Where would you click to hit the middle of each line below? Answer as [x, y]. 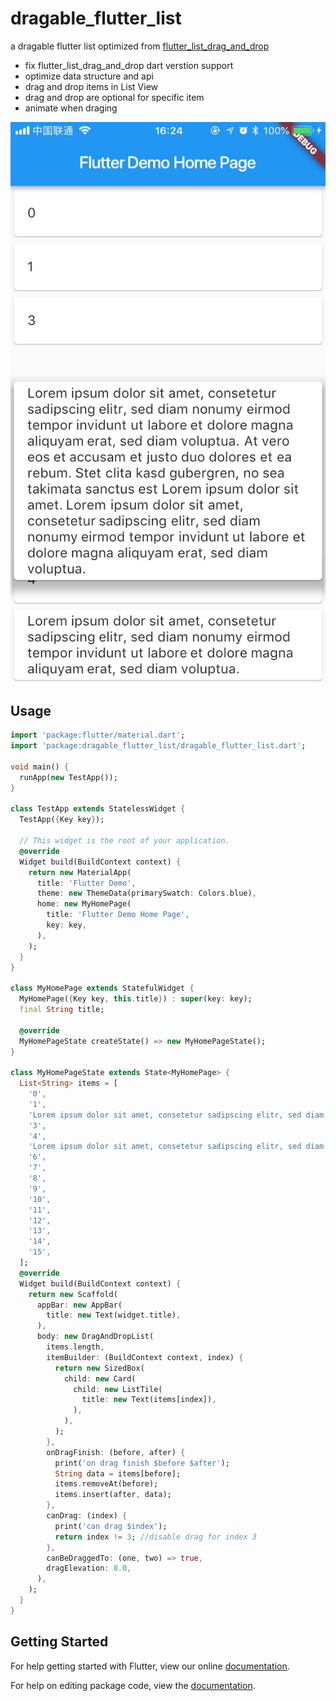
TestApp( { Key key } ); [62, 820]
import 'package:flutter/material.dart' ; [98, 735]
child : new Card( [100, 1378]
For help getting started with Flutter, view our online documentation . [150, 1666]
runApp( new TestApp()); [68, 777]
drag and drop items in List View [91, 86]
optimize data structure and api [89, 76]
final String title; [62, 1010]
